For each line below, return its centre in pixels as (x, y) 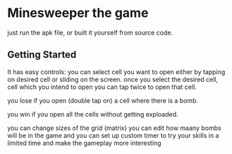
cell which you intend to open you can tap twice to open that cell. (102, 87)
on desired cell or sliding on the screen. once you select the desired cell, (113, 79)
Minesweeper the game (78, 13)
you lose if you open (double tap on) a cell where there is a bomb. (103, 100)
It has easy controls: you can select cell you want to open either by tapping (116, 71)
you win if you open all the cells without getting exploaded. (93, 114)
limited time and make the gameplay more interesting (84, 143)
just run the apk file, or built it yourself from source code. (90, 32)
